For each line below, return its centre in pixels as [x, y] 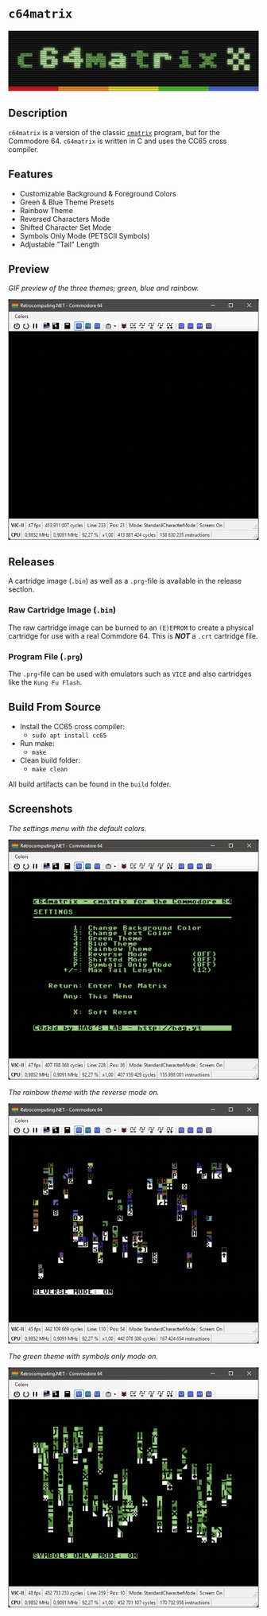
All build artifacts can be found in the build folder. [90, 784]
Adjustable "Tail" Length [60, 244]
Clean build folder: [50, 760]
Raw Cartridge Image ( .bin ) [62, 610]
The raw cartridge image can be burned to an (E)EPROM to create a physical [131, 627]
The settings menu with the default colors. [77, 828]
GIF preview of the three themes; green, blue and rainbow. [104, 288]
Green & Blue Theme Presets [67, 202]
